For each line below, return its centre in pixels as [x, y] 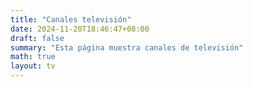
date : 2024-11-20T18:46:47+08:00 [80, 29]
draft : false [37, 38]
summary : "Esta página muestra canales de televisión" [127, 47]
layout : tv [33, 66]
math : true [33, 57]
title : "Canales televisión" [71, 19]
